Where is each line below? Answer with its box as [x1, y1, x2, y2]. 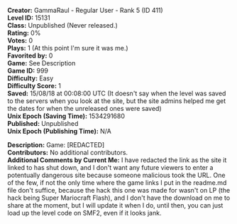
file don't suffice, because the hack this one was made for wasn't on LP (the [7, 186, 231, 194]
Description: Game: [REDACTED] [7, 141, 105, 149]
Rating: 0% [7, 28, 41, 37]
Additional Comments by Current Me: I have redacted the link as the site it [7, 156, 227, 164]
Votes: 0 [7, 36, 33, 45]
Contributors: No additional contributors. [7, 149, 128, 156]
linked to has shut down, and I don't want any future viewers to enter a [7, 164, 214, 171]
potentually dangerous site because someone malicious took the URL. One [7, 171, 226, 179]
